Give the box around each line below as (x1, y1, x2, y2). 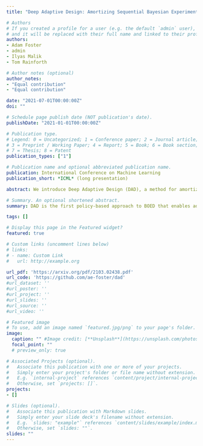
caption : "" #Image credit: (11, 336, 83, 342)
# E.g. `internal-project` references (6, 375, 110, 381)
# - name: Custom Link (6, 252, 63, 259)
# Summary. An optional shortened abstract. (6, 197, 120, 203)
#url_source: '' (6, 303, 47, 309)
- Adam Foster (6, 42, 42, 48)
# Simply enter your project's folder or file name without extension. (6, 369, 196, 375)
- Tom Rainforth (6, 59, 47, 65)
